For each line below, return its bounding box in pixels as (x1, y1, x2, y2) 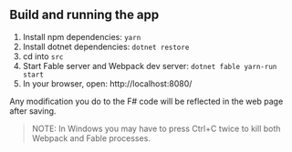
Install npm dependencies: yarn (22, 31, 141, 42)
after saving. (9, 105, 57, 117)
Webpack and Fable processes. (31, 132, 151, 144)
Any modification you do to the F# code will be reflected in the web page (9, 96, 284, 106)
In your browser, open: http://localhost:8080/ (22, 77, 193, 89)
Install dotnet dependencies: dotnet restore (22, 41, 190, 52)
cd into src (22, 50, 64, 62)
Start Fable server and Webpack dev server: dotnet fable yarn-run (22, 60, 277, 71)
